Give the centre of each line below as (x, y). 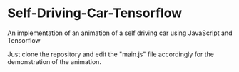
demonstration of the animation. (55, 61)
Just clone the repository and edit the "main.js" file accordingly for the (111, 54)
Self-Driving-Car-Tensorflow (95, 13)
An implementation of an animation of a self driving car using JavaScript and (120, 33)
